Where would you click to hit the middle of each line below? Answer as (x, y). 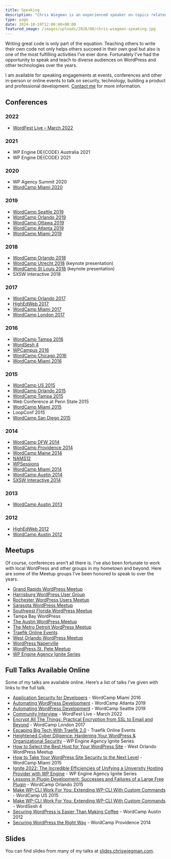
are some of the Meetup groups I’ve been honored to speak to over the (80, 573)
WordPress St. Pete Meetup (42, 648)
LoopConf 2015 (29, 412)
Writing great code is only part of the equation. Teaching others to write (80, 43)
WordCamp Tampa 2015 (38, 396)
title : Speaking (22, 10)
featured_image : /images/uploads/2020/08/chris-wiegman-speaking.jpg (81, 29)
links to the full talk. (26, 688)
